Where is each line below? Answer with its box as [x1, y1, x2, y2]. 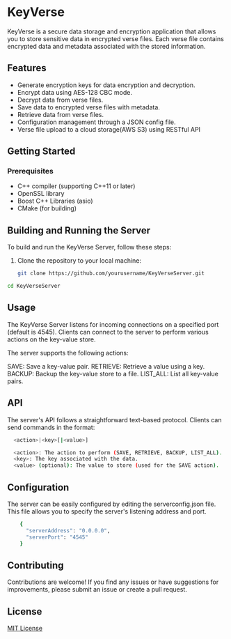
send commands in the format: [7, 423, 95, 431]
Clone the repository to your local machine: [17, 256, 141, 265]
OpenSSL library [17, 190, 65, 198]
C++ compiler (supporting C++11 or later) [17, 182, 136, 190]
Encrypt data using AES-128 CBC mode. [17, 88, 132, 96]
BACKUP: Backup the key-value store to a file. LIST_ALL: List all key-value [7, 369, 219, 378]
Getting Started [7, 146, 76, 157]
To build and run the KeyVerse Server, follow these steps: [7, 243, 172, 252]
